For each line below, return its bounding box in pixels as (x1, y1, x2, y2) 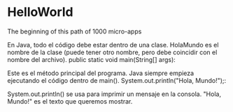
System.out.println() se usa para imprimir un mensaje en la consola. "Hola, (7, 90, 222, 98)
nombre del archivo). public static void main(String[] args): (7, 55, 176, 63)
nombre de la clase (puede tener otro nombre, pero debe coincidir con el (7, 48, 218, 56)
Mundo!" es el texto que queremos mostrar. (7, 97, 133, 105)
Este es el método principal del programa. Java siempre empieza (7, 69, 195, 77)
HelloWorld (7, 4, 73, 20)
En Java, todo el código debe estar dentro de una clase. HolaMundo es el (7, 40, 219, 49)
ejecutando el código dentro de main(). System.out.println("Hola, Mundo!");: (7, 76, 227, 84)
